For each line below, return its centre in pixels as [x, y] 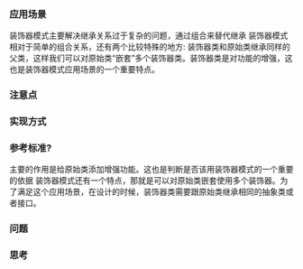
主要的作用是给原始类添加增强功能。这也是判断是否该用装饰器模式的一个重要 [151, 170]
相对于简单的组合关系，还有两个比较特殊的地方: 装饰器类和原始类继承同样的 [150, 47]
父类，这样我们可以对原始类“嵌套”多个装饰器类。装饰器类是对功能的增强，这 [151, 58]
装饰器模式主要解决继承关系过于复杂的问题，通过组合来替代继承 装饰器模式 [149, 36]
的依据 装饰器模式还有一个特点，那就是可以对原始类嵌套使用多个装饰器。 [145, 181]
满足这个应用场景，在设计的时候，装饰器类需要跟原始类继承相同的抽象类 [151, 192]
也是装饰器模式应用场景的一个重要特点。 [84, 70]
